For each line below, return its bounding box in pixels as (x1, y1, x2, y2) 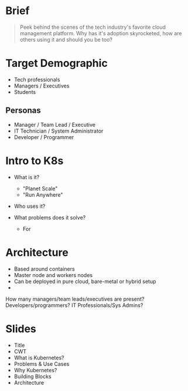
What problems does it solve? (13, 214, 86, 221)
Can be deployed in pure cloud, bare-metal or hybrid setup (13, 278, 156, 285)
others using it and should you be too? (19, 36, 112, 43)
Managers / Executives (13, 82, 70, 89)
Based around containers (13, 265, 75, 272)
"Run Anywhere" (22, 191, 63, 198)
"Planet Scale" (22, 185, 58, 192)
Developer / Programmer (13, 133, 74, 140)
